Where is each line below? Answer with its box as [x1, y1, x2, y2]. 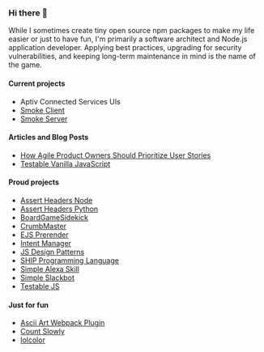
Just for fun [8, 299, 49, 310]
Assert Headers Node [19, 195, 93, 205]
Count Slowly [19, 327, 65, 337]
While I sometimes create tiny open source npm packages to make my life [8, 26, 255, 36]
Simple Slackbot [19, 273, 75, 282]
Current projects [8, 78, 66, 88]
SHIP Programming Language [19, 255, 120, 265]
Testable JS [19, 281, 60, 291]
